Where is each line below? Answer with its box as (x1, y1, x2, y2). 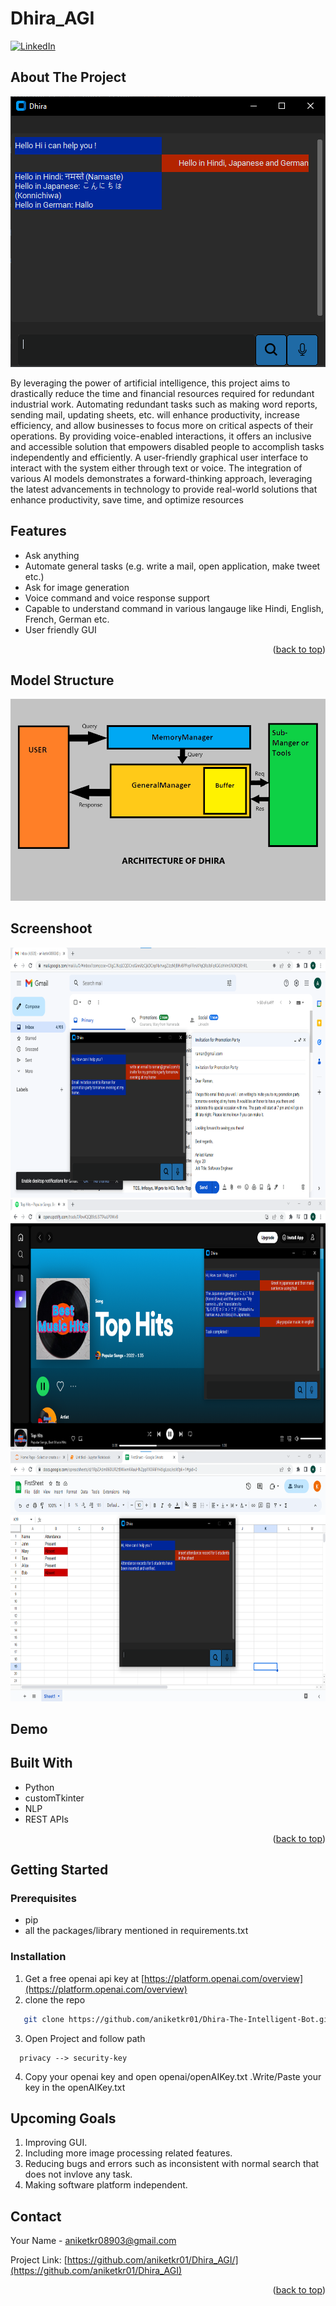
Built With (10, 1755, 73, 1772)
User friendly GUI (24, 623, 97, 636)
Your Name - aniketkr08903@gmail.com (10, 2235, 177, 2247)
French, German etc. (24, 613, 110, 625)
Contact (10, 2208, 62, 2225)
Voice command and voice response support (24, 592, 210, 604)
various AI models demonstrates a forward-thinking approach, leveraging (10, 472, 313, 484)
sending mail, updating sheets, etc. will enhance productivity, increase (10, 408, 300, 421)
